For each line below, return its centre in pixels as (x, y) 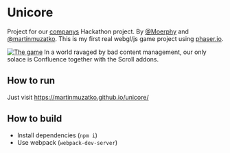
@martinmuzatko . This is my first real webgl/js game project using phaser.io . (115, 38)
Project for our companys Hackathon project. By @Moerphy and (98, 31)
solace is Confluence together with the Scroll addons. (83, 59)
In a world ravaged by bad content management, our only (126, 52)
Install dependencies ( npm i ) (57, 135)
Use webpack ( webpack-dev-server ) (67, 142)
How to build (35, 119)
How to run (31, 81)
